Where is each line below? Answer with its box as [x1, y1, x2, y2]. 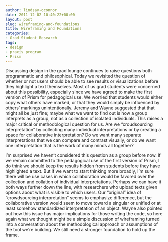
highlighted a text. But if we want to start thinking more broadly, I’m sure [5, 168, 154, 174]
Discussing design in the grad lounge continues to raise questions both [5, 68, 152, 74]
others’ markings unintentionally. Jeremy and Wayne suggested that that [5, 105, 155, 111]
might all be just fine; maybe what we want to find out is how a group [5, 110, 148, 116]
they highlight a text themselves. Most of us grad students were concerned [5, 84, 160, 90]
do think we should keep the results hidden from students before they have [5, 163, 160, 169]
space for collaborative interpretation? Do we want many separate [5, 132, 142, 138]
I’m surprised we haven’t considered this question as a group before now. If [5, 152, 161, 158]
